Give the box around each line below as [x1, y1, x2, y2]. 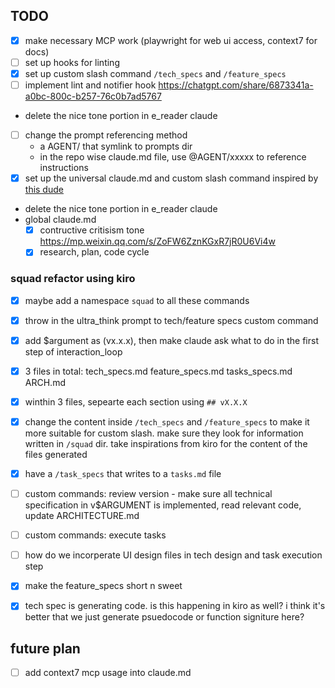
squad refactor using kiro [10, 272, 136, 286]
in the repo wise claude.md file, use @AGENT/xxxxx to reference [39, 151, 307, 163]
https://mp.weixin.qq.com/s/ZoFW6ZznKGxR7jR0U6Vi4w [39, 235, 276, 248]
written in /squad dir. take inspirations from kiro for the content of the [24, 437, 308, 449]
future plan [10, 640, 81, 657]
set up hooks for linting [24, 56, 120, 68]
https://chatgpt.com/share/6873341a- [158, 79, 314, 91]
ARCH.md [24, 376, 66, 388]
